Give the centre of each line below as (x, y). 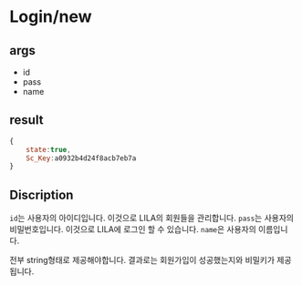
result (26, 120)
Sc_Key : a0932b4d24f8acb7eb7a (81, 158)
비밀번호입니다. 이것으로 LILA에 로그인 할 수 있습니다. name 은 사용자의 (133, 229)
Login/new (51, 17)
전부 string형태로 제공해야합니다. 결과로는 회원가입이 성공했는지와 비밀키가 (142, 260)
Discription (42, 194)
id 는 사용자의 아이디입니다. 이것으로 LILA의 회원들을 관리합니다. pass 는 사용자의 (152, 218)
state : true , (48, 149)
